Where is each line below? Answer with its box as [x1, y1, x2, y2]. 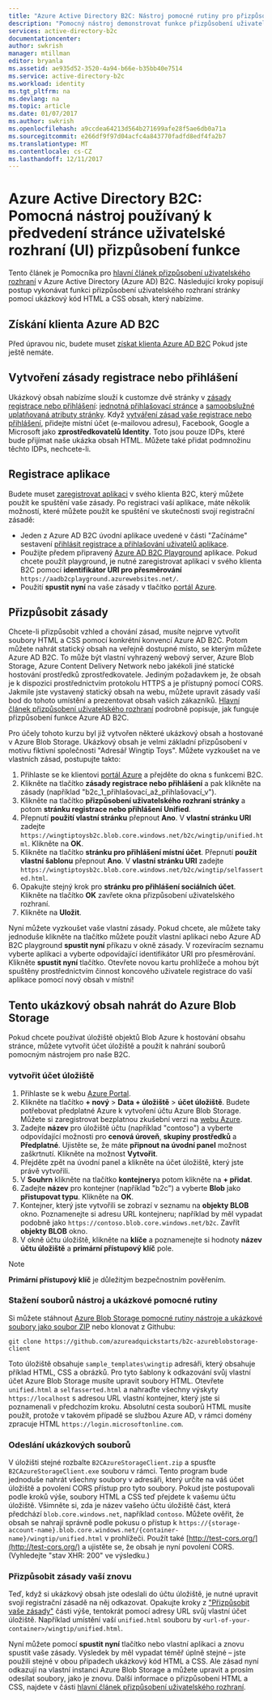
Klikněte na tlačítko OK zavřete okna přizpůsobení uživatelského [19, 890, 235, 900]
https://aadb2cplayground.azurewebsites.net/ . [19, 573, 179, 583]
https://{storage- [178, 1519, 241, 1528]
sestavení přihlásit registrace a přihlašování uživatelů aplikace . [19, 539, 229, 549]
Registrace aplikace [8, 467, 111, 482]
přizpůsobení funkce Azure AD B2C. [8, 713, 130, 723]
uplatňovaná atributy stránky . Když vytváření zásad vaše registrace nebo [8, 410, 253, 419]
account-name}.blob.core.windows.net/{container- [8, 1527, 180, 1535]
